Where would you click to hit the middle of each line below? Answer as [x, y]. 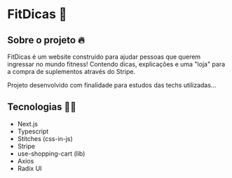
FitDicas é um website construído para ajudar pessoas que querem [104, 57]
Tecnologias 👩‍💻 [42, 107]
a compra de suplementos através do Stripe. [71, 72]
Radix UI [29, 168]
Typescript [33, 131]
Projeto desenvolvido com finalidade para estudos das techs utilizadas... [112, 85]
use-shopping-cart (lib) [51, 154]
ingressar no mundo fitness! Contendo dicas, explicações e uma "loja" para [116, 64]
